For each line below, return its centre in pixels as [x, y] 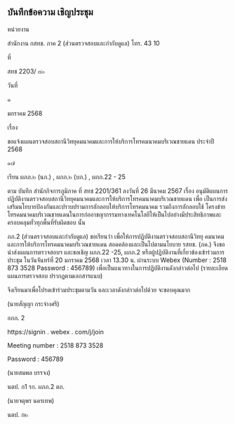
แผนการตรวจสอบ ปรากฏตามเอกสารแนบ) [55, 275]
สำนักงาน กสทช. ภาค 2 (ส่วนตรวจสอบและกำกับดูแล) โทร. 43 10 [83, 43]
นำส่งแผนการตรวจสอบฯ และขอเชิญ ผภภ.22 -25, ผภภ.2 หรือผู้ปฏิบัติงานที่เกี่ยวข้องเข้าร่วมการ [116, 252]
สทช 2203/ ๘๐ [26, 71]
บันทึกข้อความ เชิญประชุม [50, 12]
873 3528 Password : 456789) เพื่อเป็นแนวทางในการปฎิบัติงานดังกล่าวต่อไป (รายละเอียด [117, 268]
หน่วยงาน [18, 29]
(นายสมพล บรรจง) [29, 372]
